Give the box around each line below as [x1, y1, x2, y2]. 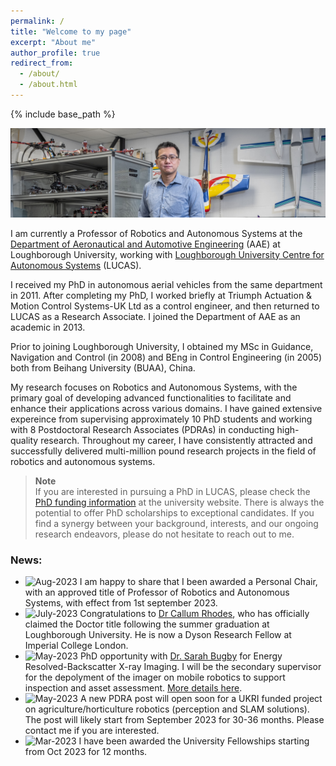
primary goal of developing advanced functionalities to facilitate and [10, 391, 292, 404]
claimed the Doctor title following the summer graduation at [24, 618, 270, 630]
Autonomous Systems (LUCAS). [10, 259, 142, 271]
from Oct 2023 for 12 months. [24, 745, 148, 757]
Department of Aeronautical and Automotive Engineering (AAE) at [10, 238, 281, 250]
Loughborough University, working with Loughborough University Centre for [10, 248, 325, 260]
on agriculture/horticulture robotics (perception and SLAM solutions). [24, 703, 310, 715]
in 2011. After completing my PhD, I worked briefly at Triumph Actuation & [10, 289, 313, 301]
